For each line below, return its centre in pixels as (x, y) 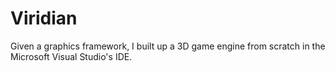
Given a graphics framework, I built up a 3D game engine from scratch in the (168, 46)
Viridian (44, 18)
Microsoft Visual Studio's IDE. (71, 56)
